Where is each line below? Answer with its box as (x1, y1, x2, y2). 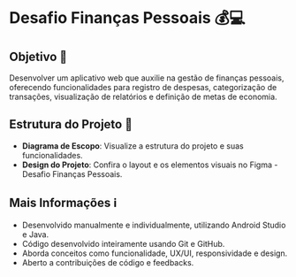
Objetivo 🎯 (9, 49, 68, 64)
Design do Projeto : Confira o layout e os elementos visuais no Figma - (21, 159, 278, 170)
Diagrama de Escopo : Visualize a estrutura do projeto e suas (21, 140, 245, 151)
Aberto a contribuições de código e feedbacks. (21, 257, 194, 267)
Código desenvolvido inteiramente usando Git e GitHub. (21, 238, 225, 249)
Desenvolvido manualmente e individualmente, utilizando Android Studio (21, 219, 286, 230)
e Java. (21, 228, 49, 240)
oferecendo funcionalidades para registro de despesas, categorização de (9, 82, 277, 92)
